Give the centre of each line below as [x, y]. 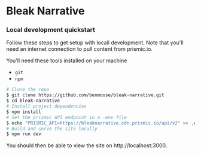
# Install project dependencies [46, 107]
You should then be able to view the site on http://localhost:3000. [87, 145]
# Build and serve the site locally [52, 129]
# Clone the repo [28, 90]
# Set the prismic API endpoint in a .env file [67, 117]
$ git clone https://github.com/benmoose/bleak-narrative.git [85, 95]
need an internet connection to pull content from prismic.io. [80, 49]
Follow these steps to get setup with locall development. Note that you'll [95, 42]
